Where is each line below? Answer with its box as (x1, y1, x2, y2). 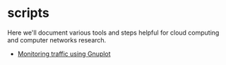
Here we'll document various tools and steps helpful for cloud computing (7, 28, 220, 37)
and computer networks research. (7, 35, 107, 44)
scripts (7, 5, 49, 21)
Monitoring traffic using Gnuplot (17, 49, 111, 58)
